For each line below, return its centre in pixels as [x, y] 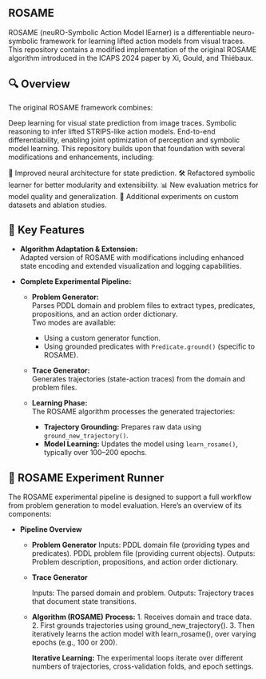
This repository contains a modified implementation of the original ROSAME [133, 49]
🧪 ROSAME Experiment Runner [86, 478]
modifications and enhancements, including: [81, 157]
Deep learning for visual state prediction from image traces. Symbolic [123, 122]
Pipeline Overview [51, 529]
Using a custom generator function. [102, 338]
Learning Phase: [60, 403]
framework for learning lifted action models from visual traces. [142, 41]
